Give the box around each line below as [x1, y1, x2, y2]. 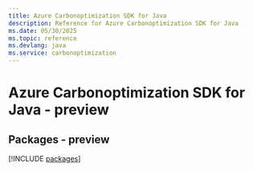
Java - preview [8, 101, 110, 119]
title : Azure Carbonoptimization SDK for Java [8, 11, 167, 20]
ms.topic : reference [8, 34, 78, 43]
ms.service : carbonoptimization [8, 49, 116, 57]
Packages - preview [8, 132, 110, 146]
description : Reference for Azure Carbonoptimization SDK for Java [8, 19, 239, 27]
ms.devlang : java [8, 42, 67, 50]
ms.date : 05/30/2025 [8, 26, 78, 35]
